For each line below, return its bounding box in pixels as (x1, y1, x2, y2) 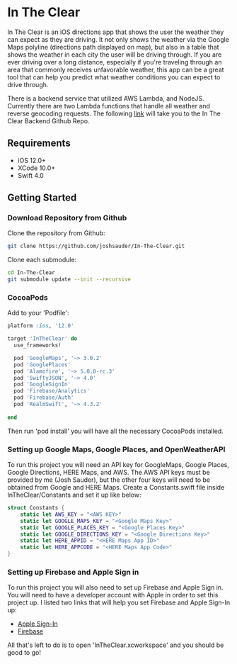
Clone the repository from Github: (7, 229, 105, 237)
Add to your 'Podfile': (7, 309, 69, 317)
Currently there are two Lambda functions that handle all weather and (7, 101, 211, 110)
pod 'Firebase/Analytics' (13, 388, 91, 395)
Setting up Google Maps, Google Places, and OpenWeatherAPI (7, 444, 226, 454)
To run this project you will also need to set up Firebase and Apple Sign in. (7, 583, 224, 592)
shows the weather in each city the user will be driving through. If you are (7, 50, 222, 59)
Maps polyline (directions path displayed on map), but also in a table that (7, 43, 219, 51)
